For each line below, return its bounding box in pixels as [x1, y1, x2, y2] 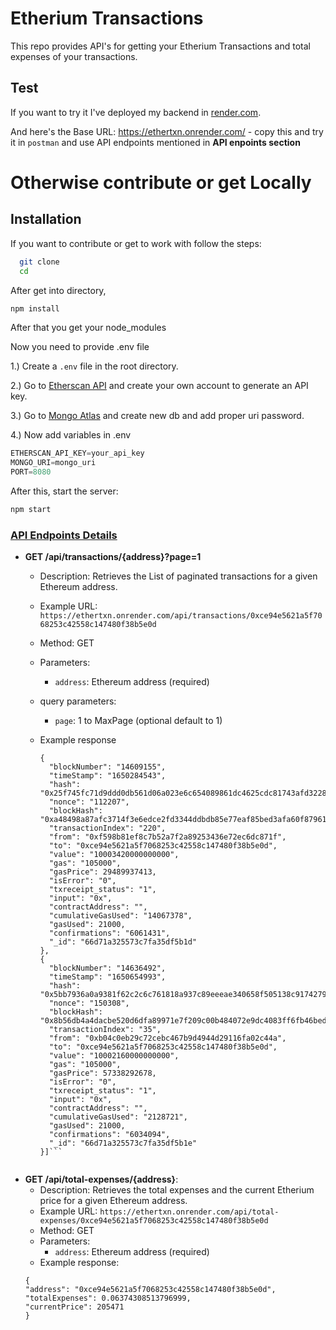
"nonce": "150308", [48, 998, 130, 1009]
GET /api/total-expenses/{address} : [24, 1173, 179, 1186]
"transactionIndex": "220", [48, 823, 167, 834]
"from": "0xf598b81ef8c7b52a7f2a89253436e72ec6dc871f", [48, 832, 287, 842]
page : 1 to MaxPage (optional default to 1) [54, 715, 223, 727]
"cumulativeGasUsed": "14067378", [48, 911, 193, 921]
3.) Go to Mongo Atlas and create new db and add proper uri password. [10, 410, 305, 422]
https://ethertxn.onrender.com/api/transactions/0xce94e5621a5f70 [39, 611, 323, 621]
